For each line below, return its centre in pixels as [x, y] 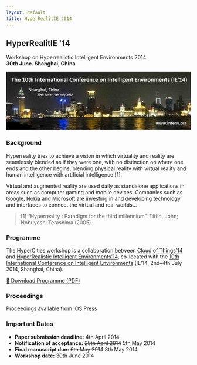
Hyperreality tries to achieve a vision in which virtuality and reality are [90, 155]
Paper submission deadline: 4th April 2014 [67, 337]
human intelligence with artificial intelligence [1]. [64, 174]
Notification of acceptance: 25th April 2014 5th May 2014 [85, 343]
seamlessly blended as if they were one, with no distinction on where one [95, 162]
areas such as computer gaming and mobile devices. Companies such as [94, 192]
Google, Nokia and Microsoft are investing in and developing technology [93, 198]
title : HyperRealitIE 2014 [39, 19]
